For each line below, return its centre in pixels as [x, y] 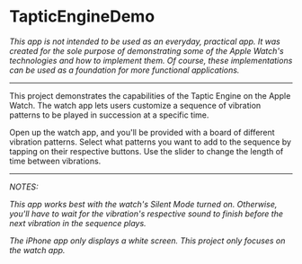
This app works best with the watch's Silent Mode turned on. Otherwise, [143, 204]
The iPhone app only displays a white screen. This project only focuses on [147, 241]
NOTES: [24, 187]
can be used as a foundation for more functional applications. [124, 70]
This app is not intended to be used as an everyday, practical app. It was [145, 41]
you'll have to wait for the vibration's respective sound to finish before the [147, 214]
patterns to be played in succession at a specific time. [109, 115]
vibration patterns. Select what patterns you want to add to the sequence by [151, 142]
